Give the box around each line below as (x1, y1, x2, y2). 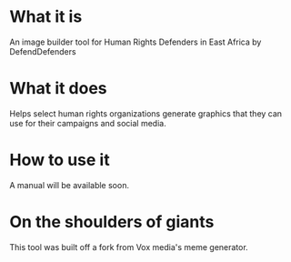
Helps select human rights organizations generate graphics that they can (9, 107, 283, 119)
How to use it (9, 150, 111, 170)
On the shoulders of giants (9, 212, 215, 232)
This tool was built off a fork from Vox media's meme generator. (9, 241, 248, 252)
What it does (9, 78, 107, 99)
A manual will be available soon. (9, 179, 130, 190)
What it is (9, 6, 83, 27)
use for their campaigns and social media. (9, 117, 166, 128)
